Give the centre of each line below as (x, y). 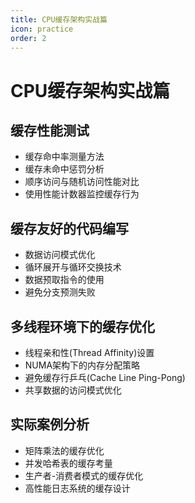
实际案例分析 (50, 424)
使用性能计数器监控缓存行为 (82, 194)
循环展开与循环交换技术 (73, 267)
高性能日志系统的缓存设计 (77, 488)
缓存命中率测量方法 (64, 157)
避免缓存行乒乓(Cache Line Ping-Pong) (105, 377)
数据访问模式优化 (60, 255)
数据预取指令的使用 (64, 280)
